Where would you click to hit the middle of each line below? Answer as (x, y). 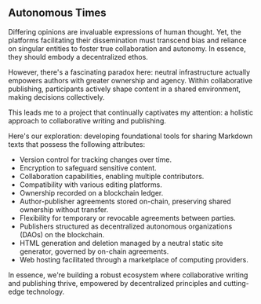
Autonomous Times (58, 13)
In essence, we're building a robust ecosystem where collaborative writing (128, 275)
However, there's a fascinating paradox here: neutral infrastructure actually (129, 72)
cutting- (236, 283)
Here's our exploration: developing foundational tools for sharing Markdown (130, 136)
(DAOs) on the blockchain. (62, 234)
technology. (45, 291)
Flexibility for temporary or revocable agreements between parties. (128, 218)
